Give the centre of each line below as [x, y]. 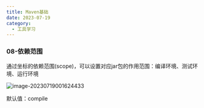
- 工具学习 [24, 29]
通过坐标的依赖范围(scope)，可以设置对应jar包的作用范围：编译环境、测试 [100, 66]
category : [19, 23]
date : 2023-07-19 [28, 18]
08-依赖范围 [24, 51]
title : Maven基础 [27, 12]
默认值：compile [27, 98]
